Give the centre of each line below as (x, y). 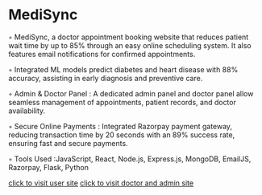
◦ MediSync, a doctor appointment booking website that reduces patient (129, 37)
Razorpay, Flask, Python (48, 167)
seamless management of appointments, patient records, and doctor (122, 102)
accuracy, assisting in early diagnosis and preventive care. (106, 78)
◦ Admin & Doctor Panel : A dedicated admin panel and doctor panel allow (131, 93)
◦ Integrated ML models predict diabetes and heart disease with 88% (123, 69)
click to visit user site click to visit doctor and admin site (101, 183)
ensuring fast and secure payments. (68, 143)
